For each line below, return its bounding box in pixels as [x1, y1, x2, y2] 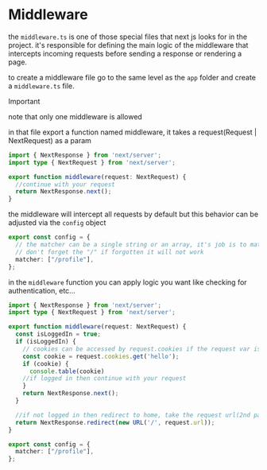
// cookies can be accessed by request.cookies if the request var [22, 344, 250, 353]
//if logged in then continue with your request [22, 375, 187, 383]
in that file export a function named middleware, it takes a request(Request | [8, 127, 257, 137]
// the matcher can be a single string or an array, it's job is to [15, 241, 247, 249]
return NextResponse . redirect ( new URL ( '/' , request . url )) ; [15, 418, 215, 426]
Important [8, 96, 41, 106]
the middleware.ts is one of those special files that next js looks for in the [8, 32, 248, 41]
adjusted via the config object [8, 218, 106, 227]
